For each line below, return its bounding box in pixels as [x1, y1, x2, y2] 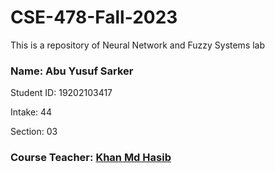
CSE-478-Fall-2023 [10, 6, 178, 29]
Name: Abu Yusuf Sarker [10, 64, 134, 78]
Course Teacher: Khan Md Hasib [10, 151, 172, 165]
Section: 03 [10, 126, 58, 138]
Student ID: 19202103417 [10, 87, 113, 99]
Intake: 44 [10, 106, 53, 118]
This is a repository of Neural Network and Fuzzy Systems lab [10, 39, 266, 51]
